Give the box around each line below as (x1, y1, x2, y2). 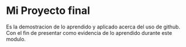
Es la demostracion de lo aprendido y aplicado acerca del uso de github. (6, 23, 180, 30)
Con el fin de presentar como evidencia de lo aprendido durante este (6, 29, 173, 36)
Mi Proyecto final (6, 4, 91, 17)
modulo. (6, 35, 26, 42)
